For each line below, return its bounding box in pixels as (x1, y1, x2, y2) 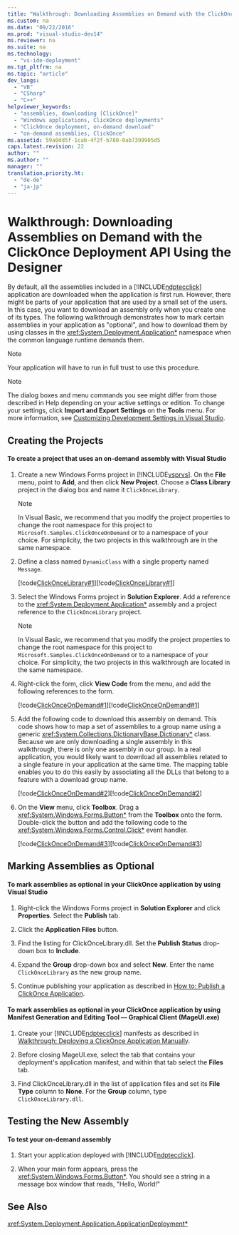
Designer (7, 259, 63, 275)
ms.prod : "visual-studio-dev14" (7, 30, 103, 38)
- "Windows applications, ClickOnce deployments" (14, 116, 164, 123)
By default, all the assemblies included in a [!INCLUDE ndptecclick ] (7, 283, 202, 291)
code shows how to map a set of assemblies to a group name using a (17, 722, 221, 731)
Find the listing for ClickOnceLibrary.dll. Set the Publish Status (17, 939, 202, 947)
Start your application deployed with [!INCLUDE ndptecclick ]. (17, 1151, 196, 1159)
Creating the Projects (7, 434, 104, 447)
